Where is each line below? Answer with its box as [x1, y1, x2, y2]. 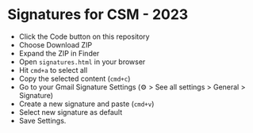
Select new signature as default [18, 107, 123, 116]
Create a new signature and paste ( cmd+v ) [18, 99, 155, 108]
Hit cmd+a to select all [18, 65, 88, 74]
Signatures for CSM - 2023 [7, 6, 189, 24]
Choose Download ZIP [18, 40, 93, 49]
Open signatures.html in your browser [18, 57, 146, 66]
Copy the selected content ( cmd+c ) [18, 74, 131, 83]
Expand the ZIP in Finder [18, 48, 100, 58]
